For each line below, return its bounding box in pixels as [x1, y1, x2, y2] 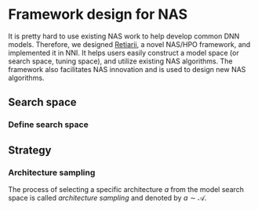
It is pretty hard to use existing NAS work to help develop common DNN [8, 31, 240, 41]
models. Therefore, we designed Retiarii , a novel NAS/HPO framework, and [8, 39, 251, 49]
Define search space [8, 119, 89, 130]
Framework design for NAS [8, 5, 188, 24]
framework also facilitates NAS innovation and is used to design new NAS [8, 64, 246, 74]
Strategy [8, 143, 52, 157]
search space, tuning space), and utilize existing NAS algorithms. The [8, 56, 233, 66]
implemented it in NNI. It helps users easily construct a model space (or [8, 48, 239, 57]
